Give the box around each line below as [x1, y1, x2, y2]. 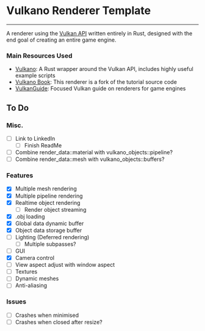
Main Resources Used [6, 51, 73, 60]
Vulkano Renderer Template [6, 4, 151, 18]
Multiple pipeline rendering [15, 192, 84, 199]
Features [6, 171, 34, 180]
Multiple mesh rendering [15, 185, 77, 193]
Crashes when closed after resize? [15, 318, 103, 325]
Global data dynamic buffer [15, 220, 84, 227]
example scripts [15, 72, 56, 80]
